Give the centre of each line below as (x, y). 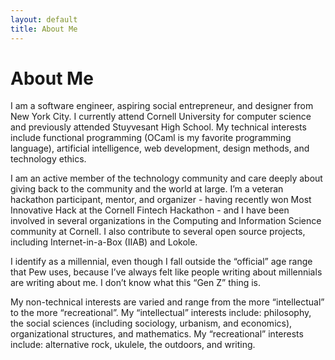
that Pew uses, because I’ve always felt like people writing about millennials (166, 272)
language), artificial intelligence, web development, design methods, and (160, 148)
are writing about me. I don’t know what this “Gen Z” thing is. (135, 283)
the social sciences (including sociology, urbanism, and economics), (151, 323)
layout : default (44, 19)
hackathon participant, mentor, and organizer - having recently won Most (161, 200)
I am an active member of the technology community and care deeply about (166, 178)
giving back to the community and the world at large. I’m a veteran (147, 189)
